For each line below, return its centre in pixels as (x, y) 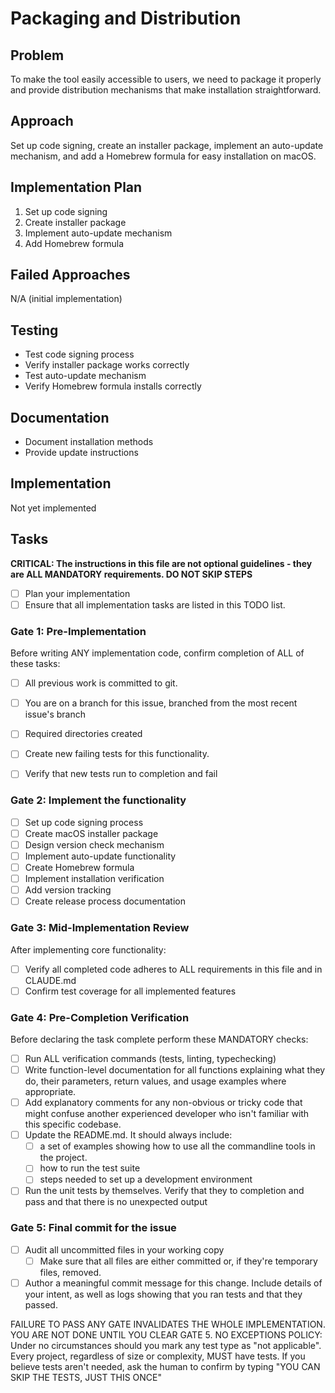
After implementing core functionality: (88, 949)
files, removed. (70, 1272)
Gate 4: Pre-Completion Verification (100, 1017)
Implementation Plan (76, 187)
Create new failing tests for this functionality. (117, 754)
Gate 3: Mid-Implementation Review (100, 928)
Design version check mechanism (94, 844)
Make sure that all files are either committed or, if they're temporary (178, 1261)
